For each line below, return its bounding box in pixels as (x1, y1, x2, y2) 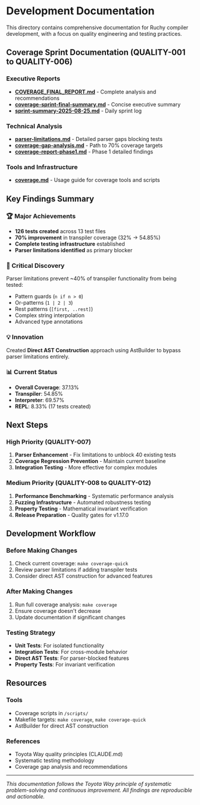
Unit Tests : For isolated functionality (14, 642, 104, 649)
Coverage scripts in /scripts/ (14, 709, 89, 716)
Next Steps (6, 420, 48, 430)
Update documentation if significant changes (14, 613, 126, 621)
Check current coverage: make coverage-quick (14, 560, 129, 567)
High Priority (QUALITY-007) (6, 438, 91, 446)
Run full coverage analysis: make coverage (14, 601, 117, 608)
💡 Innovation (6, 333, 43, 342)
